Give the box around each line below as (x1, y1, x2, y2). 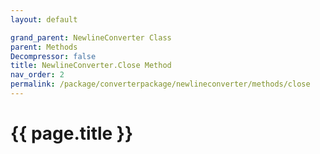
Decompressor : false (10, 51, 97, 61)
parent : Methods (10, 42, 78, 52)
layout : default (10, 14, 78, 25)
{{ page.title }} (10, 122, 134, 145)
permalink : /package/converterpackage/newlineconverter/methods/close (10, 79, 311, 90)
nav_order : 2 (10, 70, 65, 80)
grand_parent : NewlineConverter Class (10, 32, 172, 43)
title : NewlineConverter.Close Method (10, 61, 172, 71)
